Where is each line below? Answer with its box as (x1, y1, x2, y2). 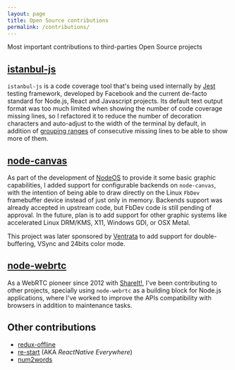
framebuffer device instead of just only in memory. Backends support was (7, 196, 223, 204)
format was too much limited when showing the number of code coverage (7, 104, 223, 113)
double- (193, 232, 217, 240)
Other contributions (7, 321, 97, 333)
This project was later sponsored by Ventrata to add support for (7, 232, 193, 240)
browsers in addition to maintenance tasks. (7, 301, 133, 309)
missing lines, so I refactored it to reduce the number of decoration (7, 112, 203, 121)
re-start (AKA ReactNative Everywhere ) (17, 347, 133, 356)
